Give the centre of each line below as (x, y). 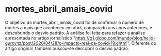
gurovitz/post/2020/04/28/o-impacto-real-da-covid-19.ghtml (66, 43)
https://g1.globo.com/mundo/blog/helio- (115, 38)
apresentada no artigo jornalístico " (40, 38)
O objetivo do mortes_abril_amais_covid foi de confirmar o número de (74, 22)
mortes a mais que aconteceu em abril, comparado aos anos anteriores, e (79, 27)
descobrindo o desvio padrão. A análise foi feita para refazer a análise (75, 33)
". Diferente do (142, 43)
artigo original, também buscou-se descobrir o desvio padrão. (67, 48)
